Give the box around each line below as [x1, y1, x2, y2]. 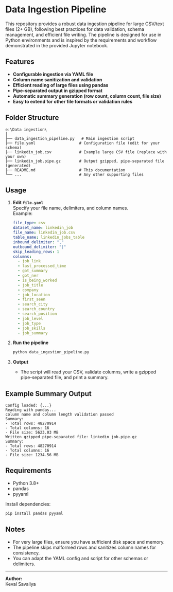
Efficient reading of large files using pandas [12, 82, 109, 88]
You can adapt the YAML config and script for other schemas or [12, 555, 148, 561]
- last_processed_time [18, 263, 66, 268]
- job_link [18, 259, 41, 264]
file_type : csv [12, 220, 46, 226]
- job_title [18, 282, 43, 288]
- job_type [18, 320, 41, 326]
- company [18, 287, 39, 293]
